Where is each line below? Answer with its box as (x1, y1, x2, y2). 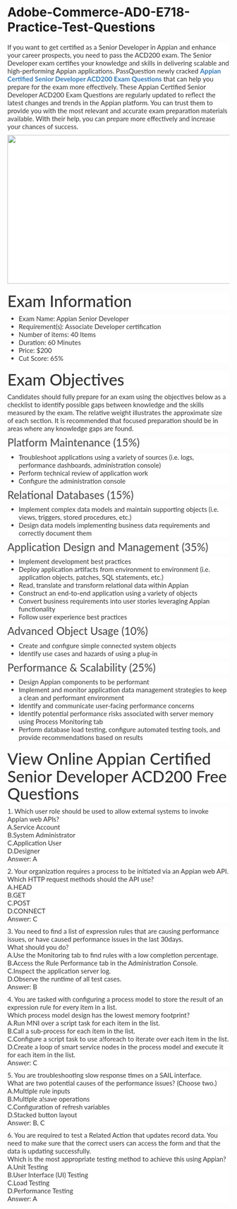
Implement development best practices (18, 557, 132, 566)
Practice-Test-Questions (7, 19, 156, 35)
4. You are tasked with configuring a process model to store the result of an (7, 994, 224, 1003)
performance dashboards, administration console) (18, 460, 161, 470)
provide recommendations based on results (18, 733, 143, 742)
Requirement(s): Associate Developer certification (18, 322, 162, 330)
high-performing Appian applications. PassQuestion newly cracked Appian (7, 66, 221, 75)
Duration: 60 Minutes (18, 338, 81, 347)
